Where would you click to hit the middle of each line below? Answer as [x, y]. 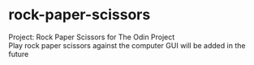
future [19, 54]
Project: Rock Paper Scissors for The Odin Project [92, 37]
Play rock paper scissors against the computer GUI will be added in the [127, 45]
